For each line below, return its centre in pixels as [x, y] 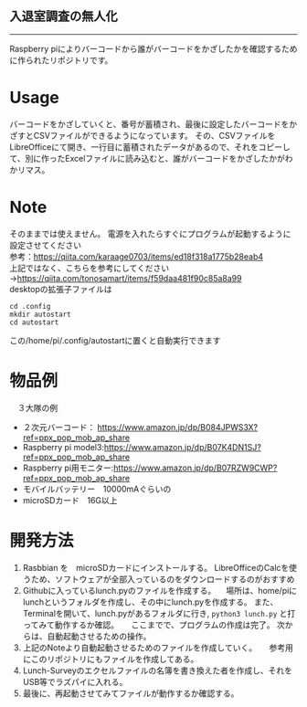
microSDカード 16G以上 [70, 500]
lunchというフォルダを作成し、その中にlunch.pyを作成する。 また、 [150, 602]
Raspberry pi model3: [64, 447]
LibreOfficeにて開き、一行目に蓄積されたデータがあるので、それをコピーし [150, 147]
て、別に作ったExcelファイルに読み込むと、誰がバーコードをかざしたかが [148, 158]
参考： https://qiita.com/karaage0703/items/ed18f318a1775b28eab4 [137, 256]
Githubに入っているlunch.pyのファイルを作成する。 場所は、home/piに [160, 590]
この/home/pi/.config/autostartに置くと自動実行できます [115, 340]
